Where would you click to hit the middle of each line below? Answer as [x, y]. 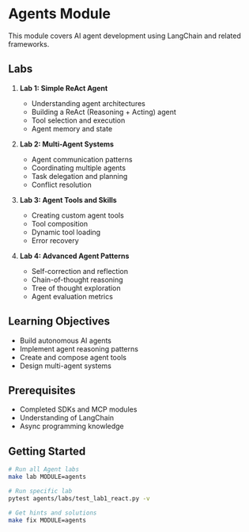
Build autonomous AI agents [66, 340]
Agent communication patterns [82, 159]
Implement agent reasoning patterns [79, 348]
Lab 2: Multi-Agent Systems [67, 144]
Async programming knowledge [72, 426]
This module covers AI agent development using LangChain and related [124, 36]
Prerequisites [42, 390]
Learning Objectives [59, 321]
